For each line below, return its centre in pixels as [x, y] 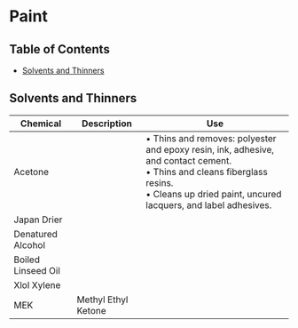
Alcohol [30, 244]
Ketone [91, 310]
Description [107, 124]
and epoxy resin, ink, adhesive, [210, 149]
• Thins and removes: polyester [211, 138]
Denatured [35, 234]
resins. [160, 182]
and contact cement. [189, 160]
